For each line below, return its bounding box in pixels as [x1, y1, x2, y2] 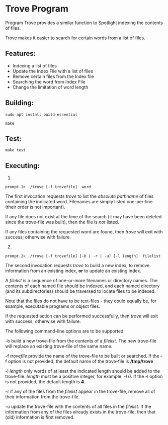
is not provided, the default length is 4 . [5, 379, 86, 385]
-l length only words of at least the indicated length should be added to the [5, 368, 160, 374]
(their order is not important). [5, 204, 65, 210]
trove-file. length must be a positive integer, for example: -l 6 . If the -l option [5, 373, 163, 380]
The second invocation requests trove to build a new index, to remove [5, 263, 150, 269]
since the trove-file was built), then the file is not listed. [5, 219, 119, 225]
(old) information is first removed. [5, 414, 74, 420]
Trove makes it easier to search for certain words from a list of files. [5, 35, 145, 41]
